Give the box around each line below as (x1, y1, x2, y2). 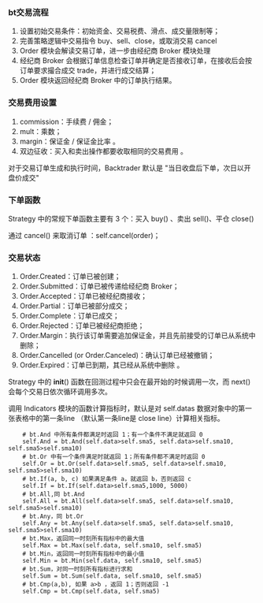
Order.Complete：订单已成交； (19, 311, 120, 321)
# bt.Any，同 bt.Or (22, 512, 84, 521)
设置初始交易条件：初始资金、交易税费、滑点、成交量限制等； (19, 26, 220, 36)
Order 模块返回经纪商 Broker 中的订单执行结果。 (19, 76, 176, 85)
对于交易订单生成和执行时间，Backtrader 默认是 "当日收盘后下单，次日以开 (8, 163, 251, 173)
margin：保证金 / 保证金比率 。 (19, 136, 120, 146)
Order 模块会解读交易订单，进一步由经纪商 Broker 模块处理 (19, 46, 211, 56)
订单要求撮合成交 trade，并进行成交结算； (19, 65, 157, 76)
